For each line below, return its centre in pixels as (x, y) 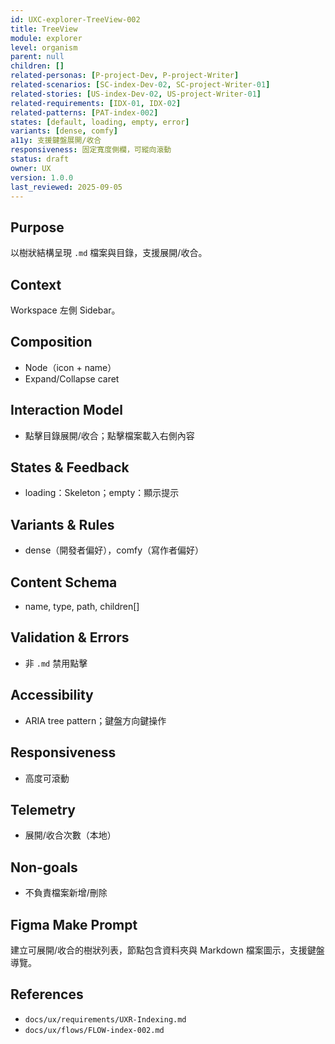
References (47, 994)
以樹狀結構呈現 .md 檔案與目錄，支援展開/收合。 (109, 253)
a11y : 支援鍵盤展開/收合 (56, 141)
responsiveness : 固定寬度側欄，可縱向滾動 (91, 150)
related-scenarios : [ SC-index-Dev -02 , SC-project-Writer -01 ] (140, 85)
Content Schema (64, 582)
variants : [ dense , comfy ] (64, 131)
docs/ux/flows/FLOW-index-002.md (94, 1030)
